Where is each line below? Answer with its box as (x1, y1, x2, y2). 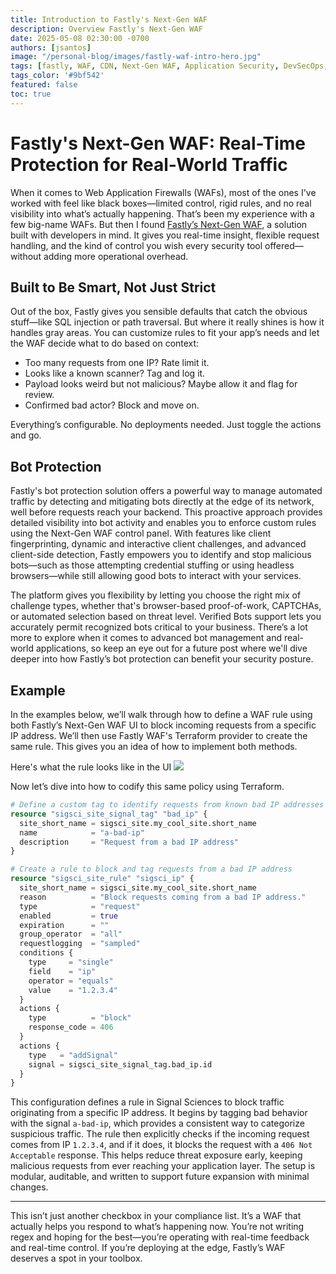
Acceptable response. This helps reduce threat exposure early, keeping (10, 1149, 303, 1161)
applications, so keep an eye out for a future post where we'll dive (35, 642, 308, 655)
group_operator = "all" (19, 929, 123, 940)
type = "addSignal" (28, 1050, 118, 1060)
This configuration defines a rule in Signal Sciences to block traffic (10, 1096, 285, 1108)
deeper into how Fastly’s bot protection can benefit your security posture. (10, 653, 314, 665)
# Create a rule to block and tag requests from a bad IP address (10, 864, 293, 875)
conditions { (19, 948, 74, 958)
